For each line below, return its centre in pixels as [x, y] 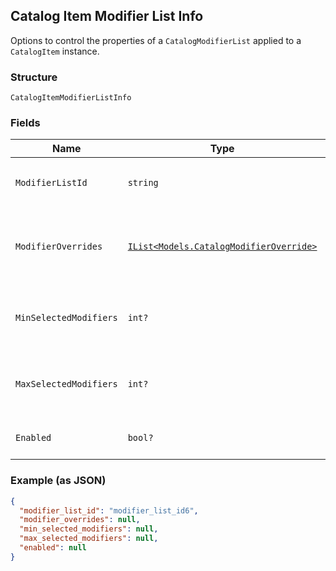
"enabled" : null [53, 548]
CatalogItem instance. [55, 51]
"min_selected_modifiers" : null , [89, 529]
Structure [34, 77]
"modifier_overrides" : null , [80, 520]
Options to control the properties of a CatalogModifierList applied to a [156, 40]
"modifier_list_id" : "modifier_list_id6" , [109, 510]
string [143, 183]
